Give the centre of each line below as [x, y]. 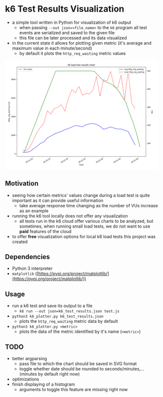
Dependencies [27, 256]
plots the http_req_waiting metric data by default [68, 321]
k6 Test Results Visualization [65, 9]
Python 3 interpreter [32, 268]
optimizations [26, 379]
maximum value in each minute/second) [52, 48]
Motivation [22, 184]
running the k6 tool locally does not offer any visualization [70, 216]
